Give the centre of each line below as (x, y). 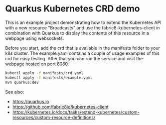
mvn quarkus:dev (22, 82)
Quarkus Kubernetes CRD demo (73, 9)
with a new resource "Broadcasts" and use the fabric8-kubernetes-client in (83, 27)
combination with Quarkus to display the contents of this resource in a (77, 33)
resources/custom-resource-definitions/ (54, 117)
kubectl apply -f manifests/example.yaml (49, 78)
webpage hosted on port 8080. (37, 64)
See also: (15, 92)
